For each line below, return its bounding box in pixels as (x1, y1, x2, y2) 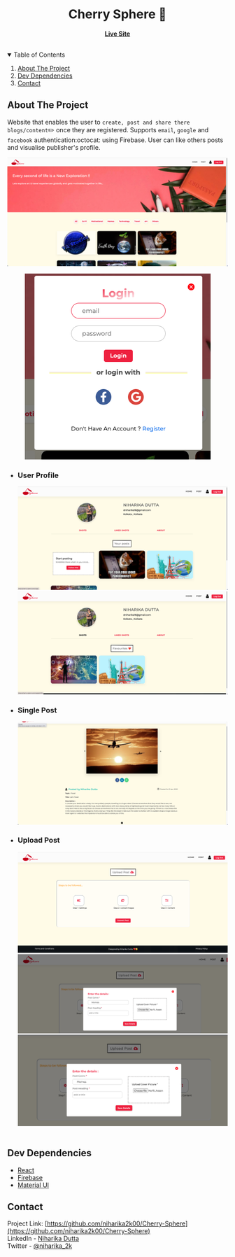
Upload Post (17, 836, 61, 845)
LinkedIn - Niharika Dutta (7, 1235, 79, 1243)
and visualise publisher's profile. (7, 143, 101, 151)
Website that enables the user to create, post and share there (7, 118, 190, 126)
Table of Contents (13, 50, 65, 59)
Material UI (17, 1181, 50, 1189)
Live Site (104, 29, 131, 38)
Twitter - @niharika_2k (7, 1242, 73, 1250)
